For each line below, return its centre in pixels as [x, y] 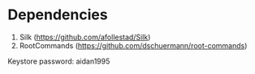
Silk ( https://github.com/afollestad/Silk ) [85, 37]
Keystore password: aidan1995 [59, 61]
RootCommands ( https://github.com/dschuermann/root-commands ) [133, 45]
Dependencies [58, 15]
